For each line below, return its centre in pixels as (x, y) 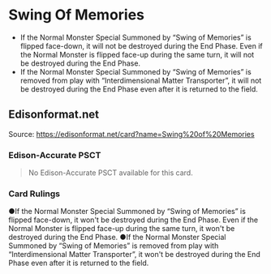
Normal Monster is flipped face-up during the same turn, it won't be (122, 229)
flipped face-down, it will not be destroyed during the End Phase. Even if (142, 45)
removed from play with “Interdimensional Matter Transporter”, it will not (141, 80)
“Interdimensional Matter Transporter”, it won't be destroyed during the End (135, 255)
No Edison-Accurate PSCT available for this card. (110, 173)
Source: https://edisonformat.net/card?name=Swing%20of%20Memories (131, 134)
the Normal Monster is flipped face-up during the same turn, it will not (137, 54)
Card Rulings (34, 194)
